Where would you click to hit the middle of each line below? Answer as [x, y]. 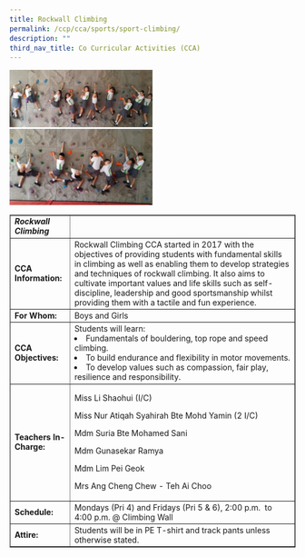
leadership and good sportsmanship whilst [193, 293]
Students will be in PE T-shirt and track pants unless [172, 530]
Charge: [30, 447]
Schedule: [34, 512]
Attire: [27, 535]
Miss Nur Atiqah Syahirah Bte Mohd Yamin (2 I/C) [166, 416]
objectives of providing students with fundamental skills [178, 254]
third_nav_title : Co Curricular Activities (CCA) [105, 48]
